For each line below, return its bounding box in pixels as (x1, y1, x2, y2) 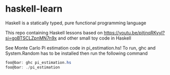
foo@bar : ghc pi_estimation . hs (5, 60, 72, 65)
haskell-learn (5, 3, 62, 15)
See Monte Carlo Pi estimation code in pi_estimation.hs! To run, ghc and (5, 45, 156, 51)
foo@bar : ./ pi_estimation (5, 64, 60, 70)
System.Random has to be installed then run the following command (5, 50, 148, 56)
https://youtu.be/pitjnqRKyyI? (104, 29, 165, 35)
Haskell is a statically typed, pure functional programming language (5, 20, 146, 26)
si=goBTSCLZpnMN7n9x (5, 35, 57, 41)
